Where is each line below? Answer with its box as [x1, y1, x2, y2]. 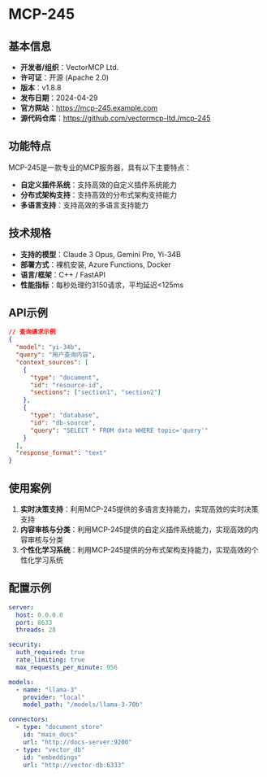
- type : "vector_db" [15, 745, 85, 753]
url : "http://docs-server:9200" [23, 738, 132, 746]
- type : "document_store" [15, 723, 104, 731]
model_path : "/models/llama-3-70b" [23, 701, 144, 709]
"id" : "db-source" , [29, 418, 96, 427]
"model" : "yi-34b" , [15, 343, 82, 351]
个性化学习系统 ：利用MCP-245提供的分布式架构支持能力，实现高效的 [19, 545, 252, 554]
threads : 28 [15, 626, 57, 635]
